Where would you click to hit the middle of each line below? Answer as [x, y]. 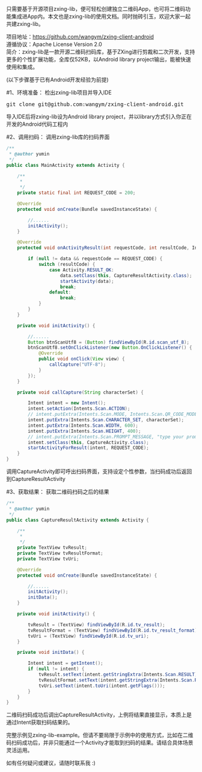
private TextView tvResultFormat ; [60, 553]
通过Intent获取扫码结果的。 [40, 723]
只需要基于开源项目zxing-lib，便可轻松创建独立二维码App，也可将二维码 [96, 9]
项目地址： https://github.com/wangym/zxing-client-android [80, 37]
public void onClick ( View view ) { [81, 359]
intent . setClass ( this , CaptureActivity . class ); [88, 442]
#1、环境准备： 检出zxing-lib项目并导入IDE [59, 93]
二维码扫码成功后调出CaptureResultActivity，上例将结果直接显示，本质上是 [99, 715]
